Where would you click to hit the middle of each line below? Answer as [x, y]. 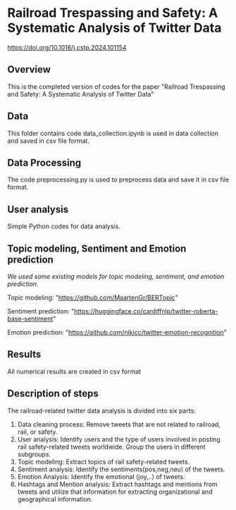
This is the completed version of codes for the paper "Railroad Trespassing [116, 87]
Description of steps [53, 393]
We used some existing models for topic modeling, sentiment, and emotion [116, 276]
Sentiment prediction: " [41, 311]
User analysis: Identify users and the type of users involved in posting [119, 439]
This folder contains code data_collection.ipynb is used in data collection [113, 133]
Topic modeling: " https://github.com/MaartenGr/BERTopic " [93, 298]
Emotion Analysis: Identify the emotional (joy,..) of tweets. [101, 476]
